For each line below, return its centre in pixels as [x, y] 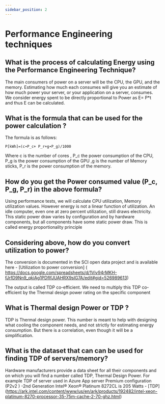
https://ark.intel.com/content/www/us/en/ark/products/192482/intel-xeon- [82, 391]
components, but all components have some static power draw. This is [76, 222]
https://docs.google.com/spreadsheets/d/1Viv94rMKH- [61, 272]
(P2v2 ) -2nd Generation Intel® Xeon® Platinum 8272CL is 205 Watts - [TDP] [82, 386]
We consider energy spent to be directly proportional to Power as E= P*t [78, 97]
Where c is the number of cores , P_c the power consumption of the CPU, [79, 156]
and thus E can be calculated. [35, 103]
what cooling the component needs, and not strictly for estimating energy [80, 325]
